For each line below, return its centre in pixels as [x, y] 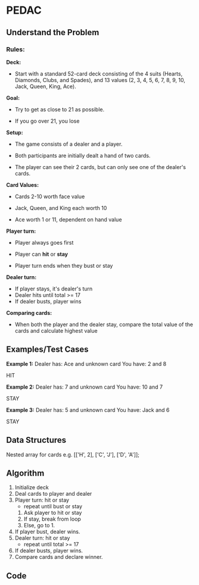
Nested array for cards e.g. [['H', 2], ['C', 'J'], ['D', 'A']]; [73, 454]
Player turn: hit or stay [42, 500]
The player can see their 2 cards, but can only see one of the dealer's [100, 167]
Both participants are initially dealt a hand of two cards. [83, 155]
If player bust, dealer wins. [47, 532]
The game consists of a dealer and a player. [69, 144]
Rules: [15, 49]
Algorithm [25, 473]
